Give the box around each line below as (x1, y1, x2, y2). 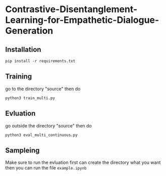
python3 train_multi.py (5, 95, 56, 101)
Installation (5, 45, 41, 54)
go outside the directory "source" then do (5, 122, 92, 128)
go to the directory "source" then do (5, 85, 81, 92)
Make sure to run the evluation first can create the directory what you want (5, 159, 161, 165)
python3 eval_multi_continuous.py (5, 133, 78, 138)
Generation (5, 25, 53, 36)
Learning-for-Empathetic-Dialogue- (5, 14, 159, 26)
